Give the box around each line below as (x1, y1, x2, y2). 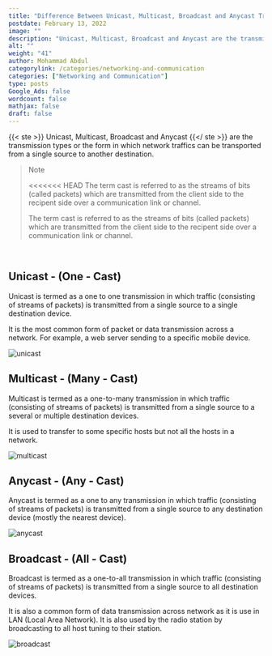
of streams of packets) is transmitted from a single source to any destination (8, 504, 263, 514)
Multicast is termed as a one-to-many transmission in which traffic (8, 394, 231, 403)
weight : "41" (8, 49, 53, 58)
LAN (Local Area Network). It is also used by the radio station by (8, 615, 223, 624)
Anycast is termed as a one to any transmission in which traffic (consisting (8, 496, 257, 505)
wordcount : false (8, 95, 67, 103)
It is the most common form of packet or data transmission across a (8, 324, 235, 334)
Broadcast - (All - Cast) (8, 552, 128, 565)
